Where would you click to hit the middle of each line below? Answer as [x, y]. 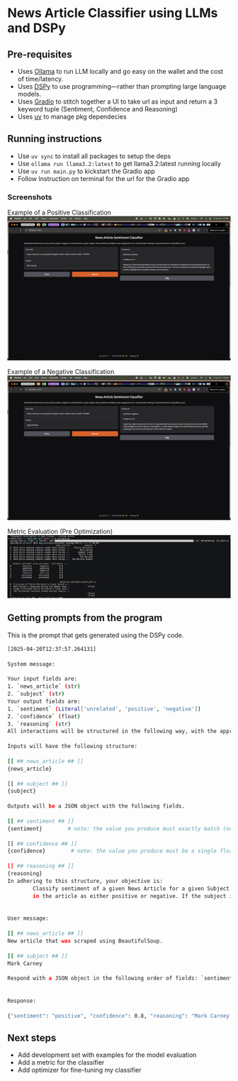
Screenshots [30, 197]
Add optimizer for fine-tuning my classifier [79, 1070]
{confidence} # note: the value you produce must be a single [112, 851]
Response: [22, 1001]
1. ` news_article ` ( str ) [44, 686]
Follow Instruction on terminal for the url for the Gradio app [103, 178]
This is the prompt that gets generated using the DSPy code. [96, 635]
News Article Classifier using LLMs [113, 13]
